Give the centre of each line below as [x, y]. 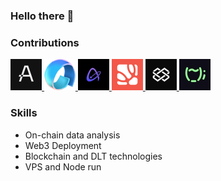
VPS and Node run [63, 166]
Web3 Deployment [63, 145]
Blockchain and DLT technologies [93, 156]
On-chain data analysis [72, 135]
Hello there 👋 [42, 16]
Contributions [45, 42]
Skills [24, 113]
